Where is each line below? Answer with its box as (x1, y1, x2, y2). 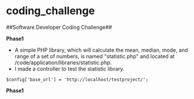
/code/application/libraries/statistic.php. (14, 59, 112, 66)
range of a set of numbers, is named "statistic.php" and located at (14, 52, 175, 60)
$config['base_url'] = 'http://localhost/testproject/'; (6, 77, 149, 82)
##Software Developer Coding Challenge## (6, 24, 112, 31)
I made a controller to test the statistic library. (14, 65, 125, 72)
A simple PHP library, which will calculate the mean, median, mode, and (14, 46, 188, 54)
